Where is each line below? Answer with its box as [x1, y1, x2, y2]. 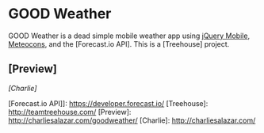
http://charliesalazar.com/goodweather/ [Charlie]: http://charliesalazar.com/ [8, 116, 256, 125]
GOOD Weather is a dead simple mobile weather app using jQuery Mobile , [8, 31, 251, 40]
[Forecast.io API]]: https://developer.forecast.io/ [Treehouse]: [8, 98, 209, 108]
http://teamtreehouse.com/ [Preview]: [8, 107, 132, 116]
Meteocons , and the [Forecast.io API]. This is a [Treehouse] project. [8, 39, 230, 48]
